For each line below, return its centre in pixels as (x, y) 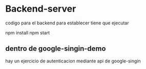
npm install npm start (28, 32)
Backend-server (41, 9)
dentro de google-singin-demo (56, 49)
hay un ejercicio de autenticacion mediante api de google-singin (73, 61)
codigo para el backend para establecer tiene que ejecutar (67, 23)
